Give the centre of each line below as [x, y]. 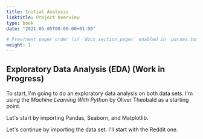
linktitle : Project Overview [43, 17]
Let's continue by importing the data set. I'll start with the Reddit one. [92, 129]
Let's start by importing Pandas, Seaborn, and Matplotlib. [77, 117]
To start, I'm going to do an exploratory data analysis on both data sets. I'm [100, 93]
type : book [20, 23]
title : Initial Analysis [37, 12]
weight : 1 [19, 45]
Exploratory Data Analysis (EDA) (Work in [85, 69]
